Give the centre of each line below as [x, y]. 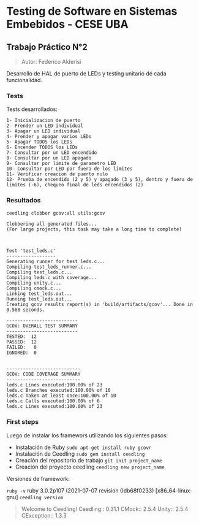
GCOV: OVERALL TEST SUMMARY [42, 326]
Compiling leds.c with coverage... [52, 278]
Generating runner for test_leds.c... [56, 262]
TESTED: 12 [21, 337]
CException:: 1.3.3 [44, 515]
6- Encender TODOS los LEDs [42, 148]
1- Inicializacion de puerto [43, 121]
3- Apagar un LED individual [43, 131]
